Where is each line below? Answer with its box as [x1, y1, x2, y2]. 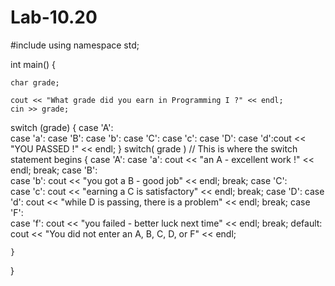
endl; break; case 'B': [10, 164, 98, 176]
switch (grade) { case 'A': [10, 121, 114, 133]
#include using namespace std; [10, 39, 140, 51]
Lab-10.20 [10, 6, 98, 29]
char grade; [10, 77, 60, 88]
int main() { [10, 58, 57, 70]
